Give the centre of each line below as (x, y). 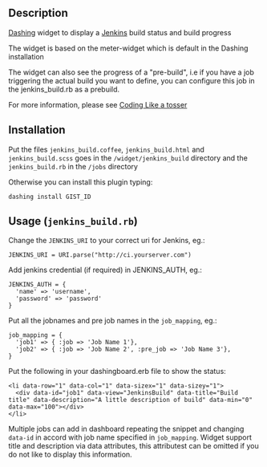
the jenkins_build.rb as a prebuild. (64, 89)
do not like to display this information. (70, 455)
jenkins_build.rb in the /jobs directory (73, 166)
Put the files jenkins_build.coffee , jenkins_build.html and (106, 149)
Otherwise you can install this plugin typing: (81, 182)
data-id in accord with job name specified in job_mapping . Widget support (130, 437)
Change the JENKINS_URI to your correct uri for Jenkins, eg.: (107, 241)
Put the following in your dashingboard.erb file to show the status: (117, 372)
